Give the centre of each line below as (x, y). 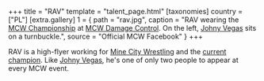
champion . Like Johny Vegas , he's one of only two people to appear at (124, 60)
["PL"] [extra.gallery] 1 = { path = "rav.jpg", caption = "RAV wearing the (124, 20)
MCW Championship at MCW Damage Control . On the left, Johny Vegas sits (132, 28)
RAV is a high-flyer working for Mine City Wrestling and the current (117, 52)
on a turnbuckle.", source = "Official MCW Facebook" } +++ (106, 36)
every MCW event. (39, 68)
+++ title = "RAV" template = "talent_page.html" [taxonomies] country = (126, 11)
